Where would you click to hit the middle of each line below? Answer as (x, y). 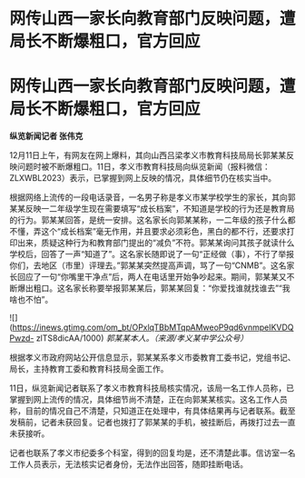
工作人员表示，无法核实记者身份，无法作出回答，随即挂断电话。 (128, 464)
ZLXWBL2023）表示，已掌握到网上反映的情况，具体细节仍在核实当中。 (143, 178)
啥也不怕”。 (31, 300)
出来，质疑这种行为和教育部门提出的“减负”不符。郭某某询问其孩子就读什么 (156, 243)
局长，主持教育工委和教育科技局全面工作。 (89, 369)
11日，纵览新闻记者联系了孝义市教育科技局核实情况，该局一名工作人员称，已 (152, 388)
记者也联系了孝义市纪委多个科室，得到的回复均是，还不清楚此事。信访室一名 (152, 453)
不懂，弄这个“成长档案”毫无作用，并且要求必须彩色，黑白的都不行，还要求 (148, 232)
